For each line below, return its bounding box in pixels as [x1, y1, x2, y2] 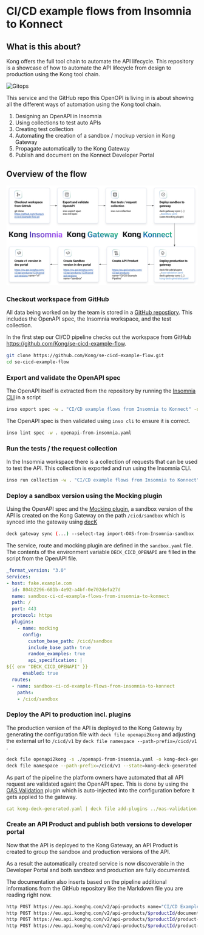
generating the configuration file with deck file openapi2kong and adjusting [6, 730, 195, 738]
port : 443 [12, 606, 36, 612]
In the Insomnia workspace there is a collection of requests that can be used [6, 458, 198, 466]
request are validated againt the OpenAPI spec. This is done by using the [6, 780, 189, 787]
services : [6, 574, 32, 580]
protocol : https [12, 613, 53, 619]
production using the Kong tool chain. [6, 71, 100, 77]
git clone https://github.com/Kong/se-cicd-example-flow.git [6, 352, 165, 358]
